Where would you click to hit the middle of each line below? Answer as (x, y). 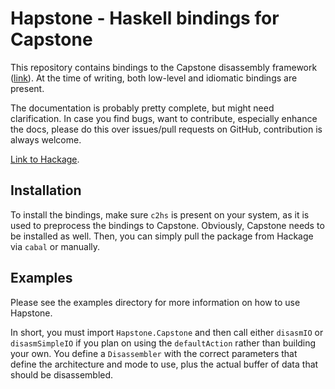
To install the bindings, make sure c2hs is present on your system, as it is (160, 214)
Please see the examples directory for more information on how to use (155, 302)
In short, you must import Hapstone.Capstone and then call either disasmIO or (167, 332)
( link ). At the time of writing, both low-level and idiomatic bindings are (154, 78)
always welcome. (46, 139)
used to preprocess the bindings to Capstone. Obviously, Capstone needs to (167, 225)
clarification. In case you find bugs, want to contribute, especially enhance (164, 118)
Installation (46, 190)
